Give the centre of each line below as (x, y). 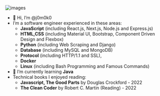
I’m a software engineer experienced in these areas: (67, 23)
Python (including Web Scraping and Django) (68, 45)
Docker (28, 61)
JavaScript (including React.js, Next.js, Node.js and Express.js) (87, 28)
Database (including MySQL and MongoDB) (66, 50)
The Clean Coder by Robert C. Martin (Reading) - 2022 (78, 88)
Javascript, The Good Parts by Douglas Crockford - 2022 (81, 82)
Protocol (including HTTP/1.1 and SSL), (61, 55)
